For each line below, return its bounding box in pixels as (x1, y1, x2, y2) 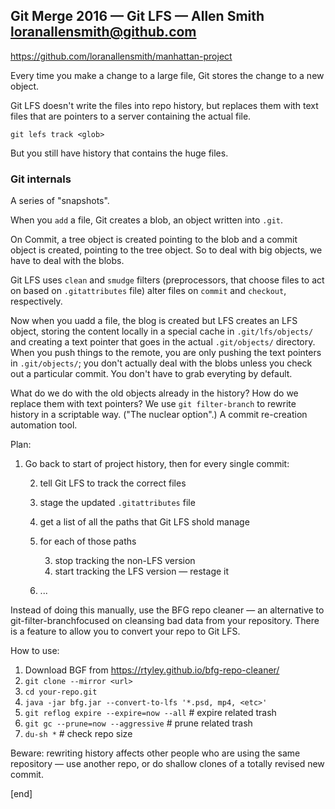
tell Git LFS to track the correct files (39, 477, 187, 489)
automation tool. (10, 419, 78, 431)
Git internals (10, 172, 72, 186)
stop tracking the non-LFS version (54, 555, 196, 567)
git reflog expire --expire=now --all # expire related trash (24, 707, 277, 719)
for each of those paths (39, 535, 137, 548)
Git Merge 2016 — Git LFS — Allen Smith (10, 8, 265, 25)
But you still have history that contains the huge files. (10, 147, 229, 159)
